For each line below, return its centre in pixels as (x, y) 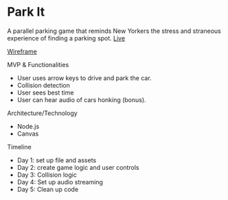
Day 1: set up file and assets (57, 160)
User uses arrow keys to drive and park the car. (84, 78)
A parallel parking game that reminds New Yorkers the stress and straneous (114, 31)
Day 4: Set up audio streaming (60, 182)
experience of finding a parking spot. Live (66, 38)
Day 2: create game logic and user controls (78, 167)
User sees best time (45, 92)
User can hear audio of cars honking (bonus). (81, 99)
